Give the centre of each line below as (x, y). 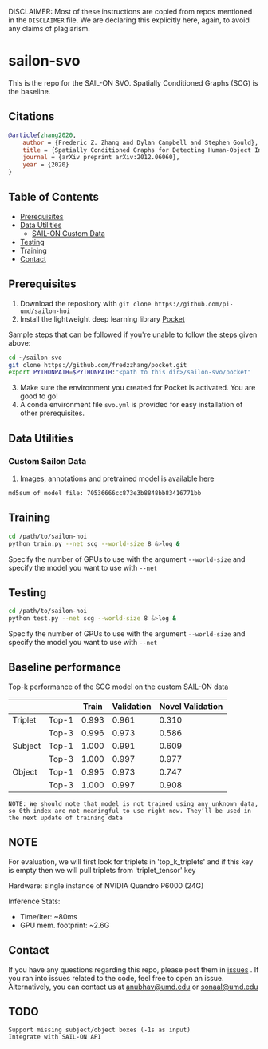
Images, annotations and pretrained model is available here (117, 478)
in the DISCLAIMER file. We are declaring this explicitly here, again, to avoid (129, 20)
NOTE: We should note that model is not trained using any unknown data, (134, 803)
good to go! (39, 396)
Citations (32, 116)
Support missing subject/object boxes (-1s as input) (100, 1030)
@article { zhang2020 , (43, 135)
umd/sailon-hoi (45, 311)
